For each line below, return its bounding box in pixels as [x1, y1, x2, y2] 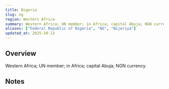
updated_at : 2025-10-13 [5, 31, 55, 36]
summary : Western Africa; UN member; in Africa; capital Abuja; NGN [5, 21, 152, 27]
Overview [5, 49, 37, 58]
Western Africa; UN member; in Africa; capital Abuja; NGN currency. [5, 62, 147, 68]
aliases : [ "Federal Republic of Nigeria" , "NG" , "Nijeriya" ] [5, 26, 136, 31]
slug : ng [5, 12, 24, 17]
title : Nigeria [5, 7, 37, 13]
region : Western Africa [5, 17, 55, 22]
